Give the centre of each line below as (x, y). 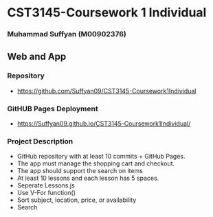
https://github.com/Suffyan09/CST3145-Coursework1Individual (106, 91)
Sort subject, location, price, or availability (77, 200)
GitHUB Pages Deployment (53, 108)
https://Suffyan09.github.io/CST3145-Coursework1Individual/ (104, 124)
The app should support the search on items (80, 171)
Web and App (37, 56)
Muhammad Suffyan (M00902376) (67, 34)
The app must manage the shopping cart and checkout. (96, 163)
